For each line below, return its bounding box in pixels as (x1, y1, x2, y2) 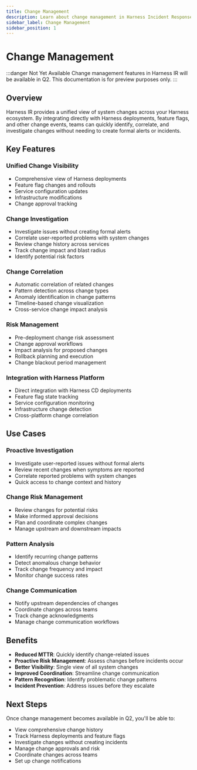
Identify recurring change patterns (14, 553, 98, 560)
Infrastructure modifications (14, 194, 82, 201)
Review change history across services (14, 240, 110, 247)
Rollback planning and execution (14, 353, 94, 360)
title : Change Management (6, 8, 69, 15)
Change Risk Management (6, 493, 83, 501)
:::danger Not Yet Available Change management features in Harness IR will (6, 70, 188, 77)
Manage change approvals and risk (14, 745, 100, 752)
